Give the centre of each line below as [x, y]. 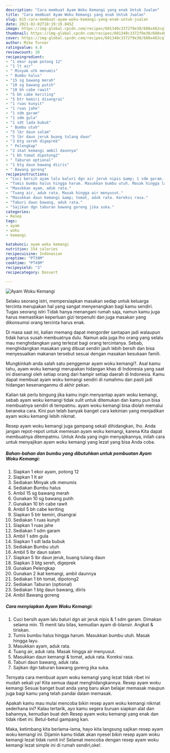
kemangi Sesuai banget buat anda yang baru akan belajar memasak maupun [85, 688]
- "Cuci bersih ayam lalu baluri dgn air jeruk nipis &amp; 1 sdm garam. [85, 179]
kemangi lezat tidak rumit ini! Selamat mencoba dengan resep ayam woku [82, 739]
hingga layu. [26, 640]
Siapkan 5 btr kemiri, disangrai [45, 514]
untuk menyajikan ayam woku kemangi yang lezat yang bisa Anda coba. [80, 442]
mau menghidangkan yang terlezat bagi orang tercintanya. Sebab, [74, 343]
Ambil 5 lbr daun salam [37, 552]
